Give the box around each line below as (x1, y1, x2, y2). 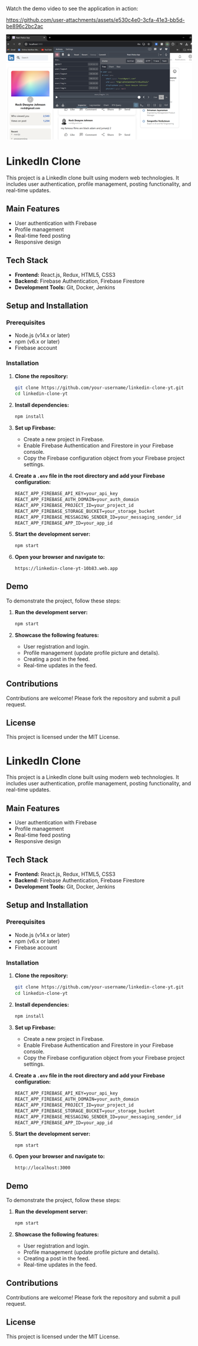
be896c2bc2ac (6, 23, 44, 30)
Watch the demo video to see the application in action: (6, 5, 138, 12)
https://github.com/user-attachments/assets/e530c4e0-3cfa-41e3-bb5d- (6, 17, 185, 23)
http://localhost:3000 (14, 1165, 71, 1171)
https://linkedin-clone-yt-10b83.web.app (14, 566, 118, 572)
